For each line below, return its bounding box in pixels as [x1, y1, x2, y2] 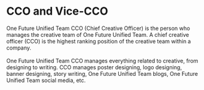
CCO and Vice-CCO [6, 4, 108, 18]
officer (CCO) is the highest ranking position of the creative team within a [6, 37, 191, 45]
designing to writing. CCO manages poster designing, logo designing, [6, 63, 182, 71]
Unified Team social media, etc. [6, 77, 86, 84]
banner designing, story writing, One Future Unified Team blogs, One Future [6, 70, 198, 77]
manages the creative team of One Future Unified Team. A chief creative [6, 31, 189, 38]
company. [6, 44, 32, 51]
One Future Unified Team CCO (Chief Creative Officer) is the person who [6, 24, 191, 32]
